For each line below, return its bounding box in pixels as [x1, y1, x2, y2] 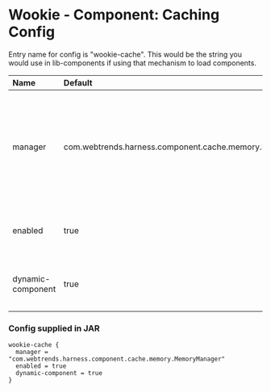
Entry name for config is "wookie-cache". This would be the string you [8, 49, 242, 59]
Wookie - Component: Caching [8, 6, 220, 24]
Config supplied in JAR [8, 323, 101, 334]
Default [63, 77, 93, 88]
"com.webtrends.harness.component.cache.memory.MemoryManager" [8, 355, 226, 364]
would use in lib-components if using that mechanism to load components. [8, 58, 256, 68]
